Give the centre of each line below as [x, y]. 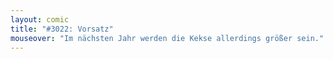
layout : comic [40, 19]
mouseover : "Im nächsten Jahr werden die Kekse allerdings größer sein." [167, 38]
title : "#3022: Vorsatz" [62, 29]
